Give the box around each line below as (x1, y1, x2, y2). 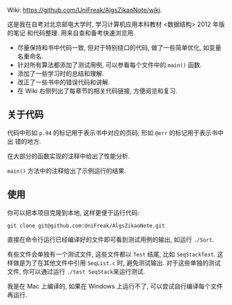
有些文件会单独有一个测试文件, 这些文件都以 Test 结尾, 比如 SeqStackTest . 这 (7, 250, 224, 258)
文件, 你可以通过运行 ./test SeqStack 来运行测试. (7, 267, 146, 275)
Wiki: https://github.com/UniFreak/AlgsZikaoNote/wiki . (7, 6, 162, 14)
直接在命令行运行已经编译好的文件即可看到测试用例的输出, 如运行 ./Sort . (7, 235, 214, 243)
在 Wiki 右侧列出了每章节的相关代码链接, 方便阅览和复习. (17, 86, 177, 95)
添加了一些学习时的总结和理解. (17, 69, 104, 77)
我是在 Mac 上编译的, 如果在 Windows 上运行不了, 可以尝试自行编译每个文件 (7, 281, 223, 290)
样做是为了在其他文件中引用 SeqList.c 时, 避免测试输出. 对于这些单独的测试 (7, 259, 221, 267)
